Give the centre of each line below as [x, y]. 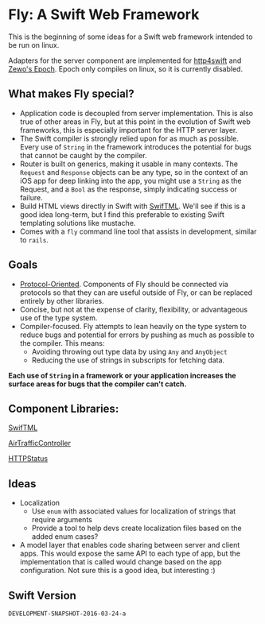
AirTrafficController [40, 444]
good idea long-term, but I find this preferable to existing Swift [122, 214]
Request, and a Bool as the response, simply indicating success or [128, 189]
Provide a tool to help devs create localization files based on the [136, 528]
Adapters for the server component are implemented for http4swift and [125, 60]
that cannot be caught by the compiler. [83, 155]
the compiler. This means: [62, 343]
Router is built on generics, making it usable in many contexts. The [129, 164]
